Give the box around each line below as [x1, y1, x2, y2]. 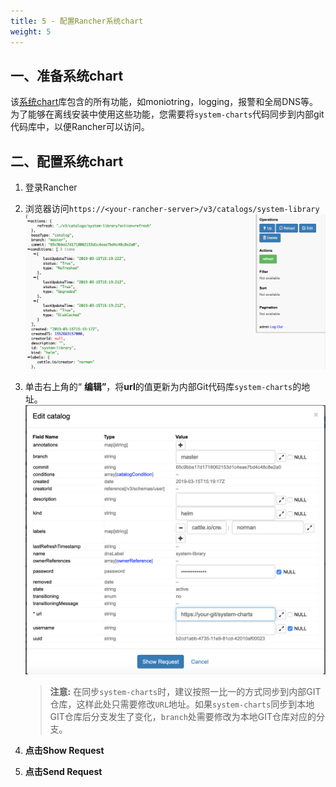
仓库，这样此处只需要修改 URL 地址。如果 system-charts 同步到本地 [49, 698, 315, 710]
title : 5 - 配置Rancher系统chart [10, 16, 144, 26]
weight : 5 [10, 26, 52, 37]
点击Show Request [24, 744, 105, 756]
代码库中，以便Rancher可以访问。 [10, 121, 150, 133]
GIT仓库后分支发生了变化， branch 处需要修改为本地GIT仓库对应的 [49, 710, 317, 722]
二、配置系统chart [10, 153, 124, 170]
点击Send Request [24, 765, 103, 777]
